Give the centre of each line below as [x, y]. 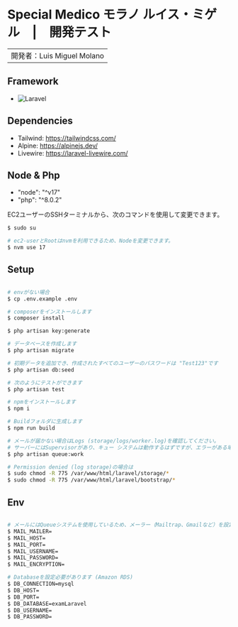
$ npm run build [31, 428]
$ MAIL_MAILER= [30, 531]
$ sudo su [22, 228]
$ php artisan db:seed [41, 370]
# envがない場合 [29, 292]
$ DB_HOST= [23, 590]
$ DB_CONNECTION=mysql [41, 584]
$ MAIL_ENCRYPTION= [36, 565]
